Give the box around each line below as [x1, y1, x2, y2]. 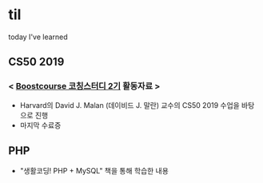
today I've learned [8, 32, 68, 42]
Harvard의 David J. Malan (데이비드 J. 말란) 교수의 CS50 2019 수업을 [19, 100, 240, 109]
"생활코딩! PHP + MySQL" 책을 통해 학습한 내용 [19, 166, 169, 176]
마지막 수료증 [19, 120, 62, 129]
